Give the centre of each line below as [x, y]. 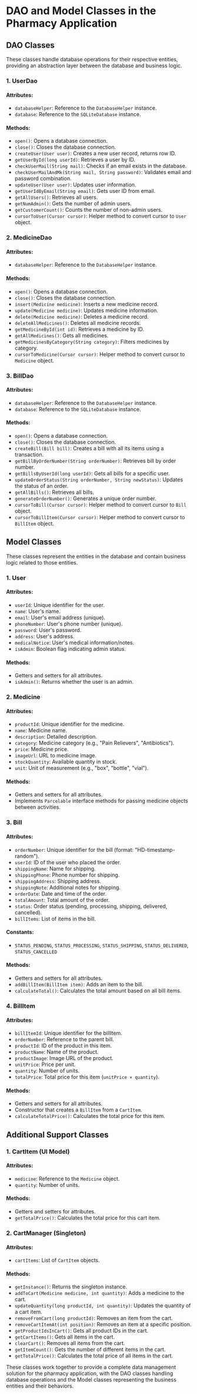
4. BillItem [21, 1006]
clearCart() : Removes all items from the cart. [70, 1343]
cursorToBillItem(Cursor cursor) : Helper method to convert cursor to [100, 517]
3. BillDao [20, 376]
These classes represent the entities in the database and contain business [96, 556]
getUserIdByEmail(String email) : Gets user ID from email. [85, 191]
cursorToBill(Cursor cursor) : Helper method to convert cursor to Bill [101, 504]
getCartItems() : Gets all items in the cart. [65, 1337]
